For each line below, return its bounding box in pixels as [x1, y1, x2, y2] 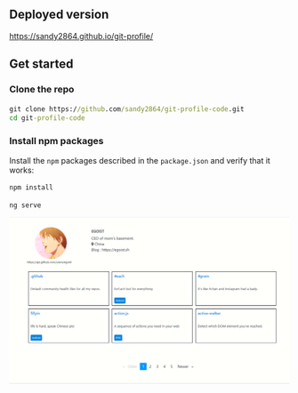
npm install [9, 182, 53, 192]
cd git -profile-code [9, 114, 86, 123]
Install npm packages [9, 135, 104, 148]
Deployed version [9, 7, 109, 22]
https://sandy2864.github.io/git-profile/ [9, 30, 154, 41]
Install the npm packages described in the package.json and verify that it [9, 155, 271, 165]
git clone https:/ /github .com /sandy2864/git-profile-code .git [9, 104, 245, 114]
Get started [9, 57, 74, 72]
